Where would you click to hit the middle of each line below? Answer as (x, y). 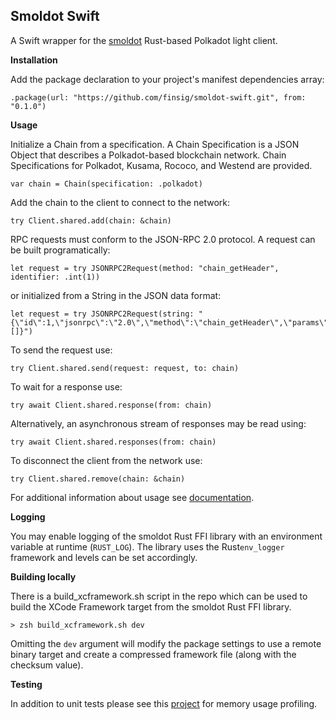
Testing (26, 684)
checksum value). (47, 665)
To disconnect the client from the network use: (106, 460)
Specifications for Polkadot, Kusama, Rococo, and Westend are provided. (161, 165)
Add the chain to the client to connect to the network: (120, 202)
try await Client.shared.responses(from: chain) (113, 442)
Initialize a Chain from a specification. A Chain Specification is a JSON (155, 144)
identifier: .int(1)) (55, 277)
